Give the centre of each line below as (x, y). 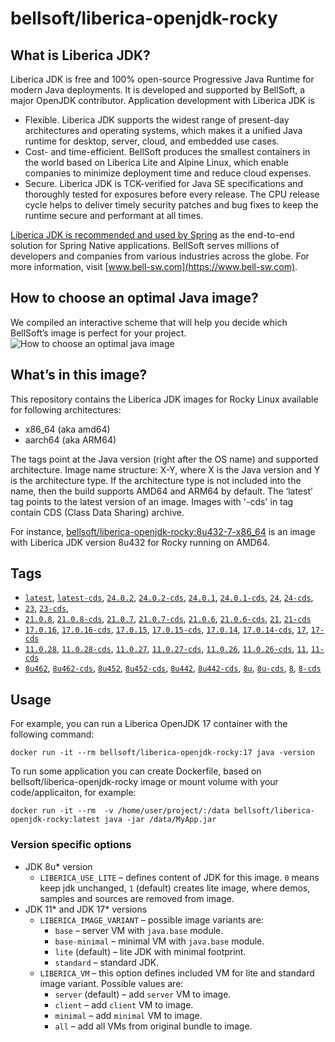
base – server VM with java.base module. (139, 930)
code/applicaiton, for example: (73, 793)
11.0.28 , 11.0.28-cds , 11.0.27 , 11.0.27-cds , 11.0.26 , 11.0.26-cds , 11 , (166, 649)
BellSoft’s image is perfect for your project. (98, 333)
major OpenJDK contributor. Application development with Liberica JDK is (162, 100)
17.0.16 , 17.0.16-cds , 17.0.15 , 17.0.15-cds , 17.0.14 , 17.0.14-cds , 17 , (166, 629)
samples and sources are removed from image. (137, 898)
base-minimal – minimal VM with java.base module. (159, 941)
